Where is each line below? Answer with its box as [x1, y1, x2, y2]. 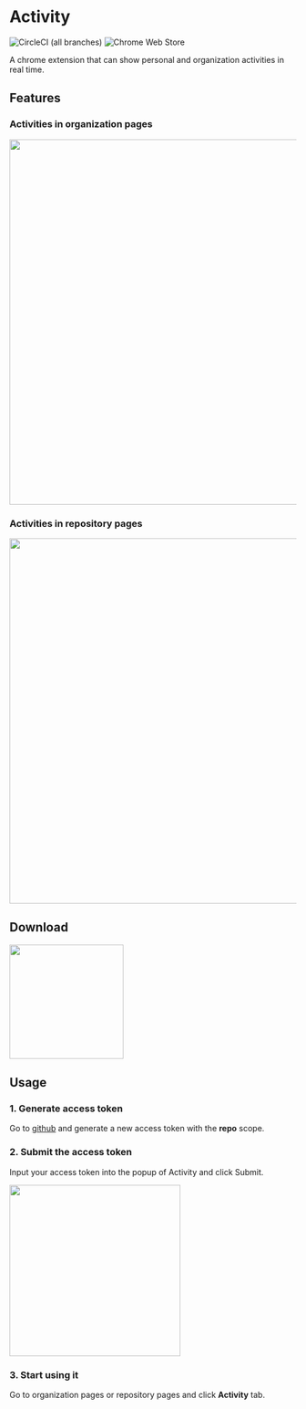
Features [9, 90, 61, 106]
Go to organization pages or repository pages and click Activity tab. [9, 1390, 266, 1401]
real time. [9, 64, 45, 75]
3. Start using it [9, 1368, 79, 1381]
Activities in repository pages [9, 517, 143, 530]
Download [9, 920, 68, 935]
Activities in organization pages [9, 118, 153, 131]
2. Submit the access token [9, 1146, 133, 1159]
